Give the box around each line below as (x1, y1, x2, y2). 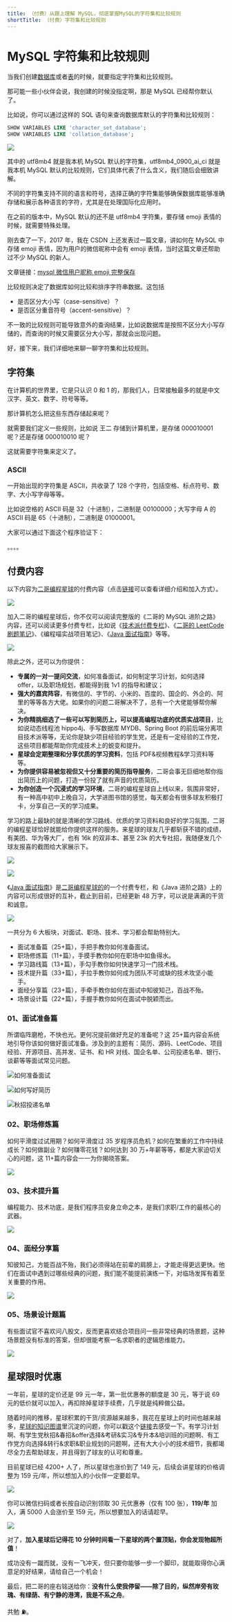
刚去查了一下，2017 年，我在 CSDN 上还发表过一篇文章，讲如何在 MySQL (7, 236, 217, 244)
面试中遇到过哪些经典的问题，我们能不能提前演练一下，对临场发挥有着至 (19, 1269, 225, 1278)
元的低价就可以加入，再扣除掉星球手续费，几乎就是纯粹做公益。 (7, 1399, 188, 1408)
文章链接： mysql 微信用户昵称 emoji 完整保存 (7, 268, 136, 277)
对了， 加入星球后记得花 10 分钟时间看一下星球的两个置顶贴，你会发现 (7, 1536, 205, 1544)
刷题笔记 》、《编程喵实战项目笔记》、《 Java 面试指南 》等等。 (7, 630, 174, 638)
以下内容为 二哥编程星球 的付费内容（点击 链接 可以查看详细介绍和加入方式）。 (7, 585, 222, 593)
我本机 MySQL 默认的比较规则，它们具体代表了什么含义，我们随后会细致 (7, 166, 213, 174)
